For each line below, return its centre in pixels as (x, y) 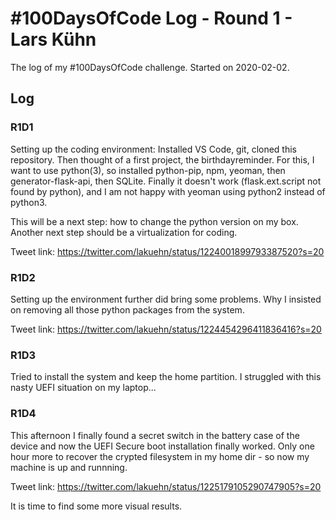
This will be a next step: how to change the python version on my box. (154, 221)
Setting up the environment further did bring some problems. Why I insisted (166, 299)
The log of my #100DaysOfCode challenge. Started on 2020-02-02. (150, 67)
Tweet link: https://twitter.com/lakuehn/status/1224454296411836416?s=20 (166, 329)
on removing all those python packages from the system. (127, 309)
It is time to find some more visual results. (96, 506)
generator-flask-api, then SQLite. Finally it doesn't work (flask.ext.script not (166, 181)
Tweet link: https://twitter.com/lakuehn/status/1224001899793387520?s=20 (167, 251)
